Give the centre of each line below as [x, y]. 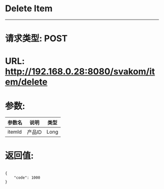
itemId [15, 132]
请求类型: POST [36, 38]
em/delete [26, 82]
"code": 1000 [27, 178]
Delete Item [29, 9]
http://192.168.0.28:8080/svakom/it [80, 72]
